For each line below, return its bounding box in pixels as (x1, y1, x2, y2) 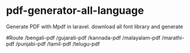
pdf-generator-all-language (6, 4, 144, 17)
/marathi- (161, 34, 185, 41)
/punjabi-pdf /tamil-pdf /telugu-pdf (15, 40, 101, 47)
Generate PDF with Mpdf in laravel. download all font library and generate (6, 23, 184, 30)
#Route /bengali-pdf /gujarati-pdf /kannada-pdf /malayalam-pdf (6, 34, 161, 41)
